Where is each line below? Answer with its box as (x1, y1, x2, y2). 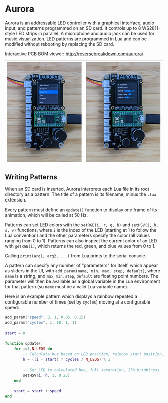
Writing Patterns (5, 173, 57, 181)
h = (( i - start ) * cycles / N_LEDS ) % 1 (23, 357, 111, 362)
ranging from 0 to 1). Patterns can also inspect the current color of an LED (5, 238, 157, 244)
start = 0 (5, 330, 26, 336)
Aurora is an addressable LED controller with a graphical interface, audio (5, 20, 155, 26)
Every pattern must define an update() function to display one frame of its (5, 207, 157, 213)
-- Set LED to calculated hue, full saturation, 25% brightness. (23, 367, 162, 372)
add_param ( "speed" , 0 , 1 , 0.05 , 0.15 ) (5, 315, 86, 320)
